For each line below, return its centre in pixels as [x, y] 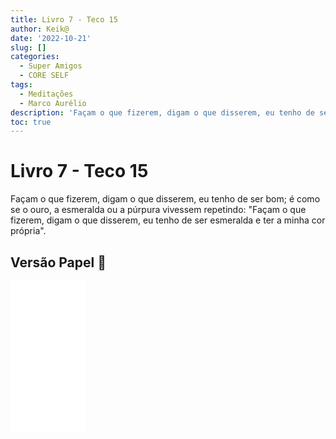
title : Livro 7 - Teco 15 [64, 19]
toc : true [31, 122]
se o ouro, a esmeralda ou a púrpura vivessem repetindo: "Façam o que [158, 210]
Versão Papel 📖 [58, 262]
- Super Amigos [51, 66]
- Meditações [46, 94]
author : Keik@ [40, 29]
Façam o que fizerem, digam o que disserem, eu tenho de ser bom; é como [165, 199]
